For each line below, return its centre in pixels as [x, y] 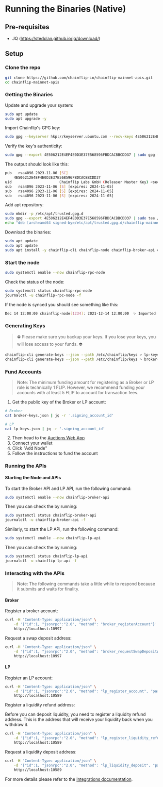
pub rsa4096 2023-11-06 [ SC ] [37, 173]
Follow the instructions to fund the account [55, 453]
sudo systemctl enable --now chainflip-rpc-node [55, 273]
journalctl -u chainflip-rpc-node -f [43, 295]
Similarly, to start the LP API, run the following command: [62, 529]
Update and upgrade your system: [39, 105]
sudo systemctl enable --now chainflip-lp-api [53, 538]
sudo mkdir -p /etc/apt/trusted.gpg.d [44, 214]
